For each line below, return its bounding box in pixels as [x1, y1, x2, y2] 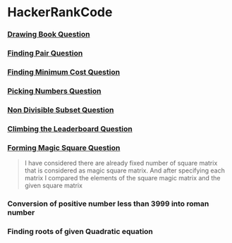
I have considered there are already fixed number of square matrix [24, 159, 218, 168]
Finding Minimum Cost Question [7, 67, 121, 77]
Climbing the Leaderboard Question [7, 124, 133, 134]
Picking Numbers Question [7, 86, 102, 96]
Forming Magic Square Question [7, 142, 121, 152]
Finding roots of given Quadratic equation [7, 226, 154, 236]
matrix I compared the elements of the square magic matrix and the [24, 174, 221, 182]
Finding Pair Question [7, 49, 83, 58]
